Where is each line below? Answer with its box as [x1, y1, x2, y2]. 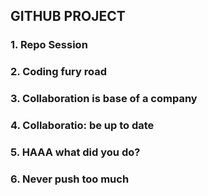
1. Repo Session [10, 38, 88, 52]
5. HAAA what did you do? [10, 145, 141, 159]
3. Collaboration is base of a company [10, 92, 198, 106]
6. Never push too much [10, 172, 130, 186]
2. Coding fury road [10, 65, 108, 79]
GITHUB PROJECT [10, 8, 126, 25]
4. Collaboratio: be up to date [10, 119, 155, 133]
